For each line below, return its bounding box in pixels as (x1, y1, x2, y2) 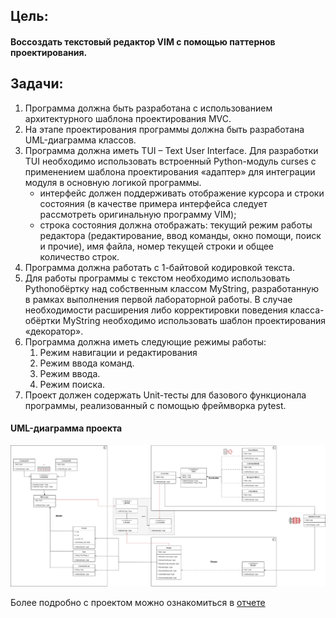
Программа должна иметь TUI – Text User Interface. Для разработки (24, 144, 319, 156)
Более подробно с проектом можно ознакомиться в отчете (10, 596, 266, 608)
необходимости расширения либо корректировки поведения (24, 304, 288, 316)
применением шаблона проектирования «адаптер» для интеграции (24, 165, 316, 178)
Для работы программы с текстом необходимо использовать (24, 272, 291, 284)
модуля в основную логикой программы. (24, 176, 202, 188)
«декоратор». (24, 325, 84, 337)
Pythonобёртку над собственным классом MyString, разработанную (24, 282, 320, 294)
